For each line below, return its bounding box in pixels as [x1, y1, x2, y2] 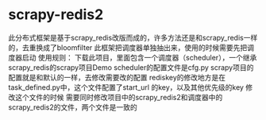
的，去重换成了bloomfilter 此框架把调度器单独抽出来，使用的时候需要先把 [8, 42, 248, 52]
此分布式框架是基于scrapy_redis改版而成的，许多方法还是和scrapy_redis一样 [8, 33, 258, 42]
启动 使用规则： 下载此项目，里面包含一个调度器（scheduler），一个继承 [21, 52, 257, 62]
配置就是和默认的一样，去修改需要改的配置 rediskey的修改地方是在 [8, 72, 226, 82]
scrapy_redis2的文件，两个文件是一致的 [8, 102, 137, 112]
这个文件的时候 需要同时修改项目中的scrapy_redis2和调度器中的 [14, 92, 223, 102]
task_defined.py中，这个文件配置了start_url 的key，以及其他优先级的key [8, 82, 245, 92]
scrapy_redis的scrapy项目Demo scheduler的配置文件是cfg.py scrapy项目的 [8, 62, 254, 72]
